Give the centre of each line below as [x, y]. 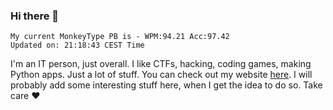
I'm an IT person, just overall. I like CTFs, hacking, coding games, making [161, 64]
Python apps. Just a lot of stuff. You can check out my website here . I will [161, 75]
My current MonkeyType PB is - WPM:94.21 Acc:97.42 [120, 37]
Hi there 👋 [35, 16]
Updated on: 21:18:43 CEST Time [77, 45]
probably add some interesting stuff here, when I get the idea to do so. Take [166, 85]
